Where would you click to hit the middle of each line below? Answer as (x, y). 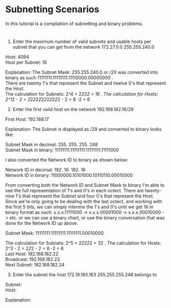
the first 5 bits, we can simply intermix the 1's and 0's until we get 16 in (79, 207)
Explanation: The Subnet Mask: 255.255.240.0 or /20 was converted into (82, 72)
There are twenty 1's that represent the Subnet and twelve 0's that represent (86, 83)
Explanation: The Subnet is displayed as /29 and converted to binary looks (83, 129)
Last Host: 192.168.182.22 (32, 254)
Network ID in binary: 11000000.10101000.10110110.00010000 (69, 175)
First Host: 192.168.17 (27, 119)
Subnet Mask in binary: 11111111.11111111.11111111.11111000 (62, 150)
